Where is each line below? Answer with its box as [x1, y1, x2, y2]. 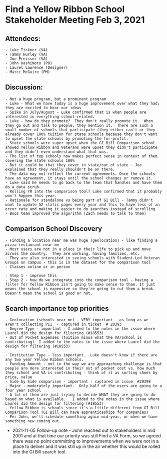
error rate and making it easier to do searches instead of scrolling [5, 206, 155, 212]
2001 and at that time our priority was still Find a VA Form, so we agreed [12, 433, 161, 439]
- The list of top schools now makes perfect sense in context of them [5, 153, 157, 159]
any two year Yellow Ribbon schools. [5, 357, 84, 362]
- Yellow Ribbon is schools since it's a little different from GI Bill [5, 406, 160, 411]
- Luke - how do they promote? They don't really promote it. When [5, 118, 153, 124]
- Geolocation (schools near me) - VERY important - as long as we [5, 318, 149, 323]
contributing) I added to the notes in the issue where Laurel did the [5, 339, 160, 345]
